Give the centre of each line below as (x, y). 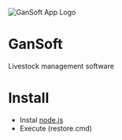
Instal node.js (41, 119)
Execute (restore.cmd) (56, 128)
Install (29, 98)
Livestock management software (61, 66)
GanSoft (35, 44)
